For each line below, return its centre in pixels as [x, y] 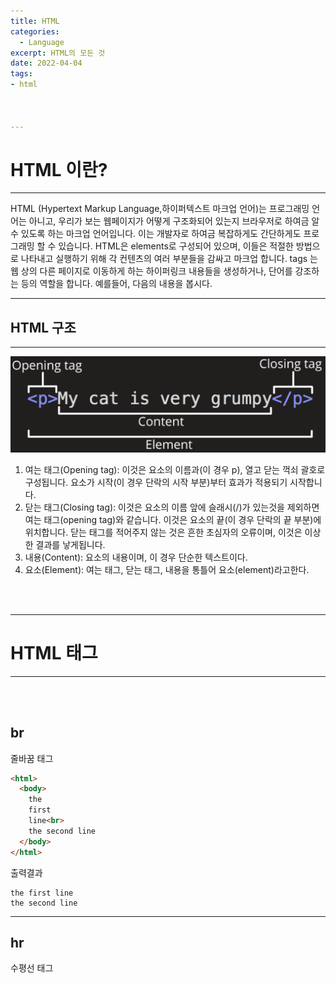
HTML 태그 [54, 653]
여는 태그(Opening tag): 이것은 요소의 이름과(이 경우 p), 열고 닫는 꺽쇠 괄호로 [175, 469]
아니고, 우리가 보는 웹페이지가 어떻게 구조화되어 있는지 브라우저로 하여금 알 [174, 221]
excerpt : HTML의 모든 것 [58, 53]
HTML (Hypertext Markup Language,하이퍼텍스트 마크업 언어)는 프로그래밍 [160, 209]
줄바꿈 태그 [32, 758]
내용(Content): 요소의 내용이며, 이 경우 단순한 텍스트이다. [136, 557]
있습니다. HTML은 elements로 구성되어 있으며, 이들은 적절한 [176, 246]
